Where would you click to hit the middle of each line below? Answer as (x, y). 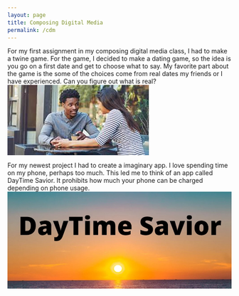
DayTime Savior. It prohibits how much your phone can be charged (105, 181)
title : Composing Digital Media (55, 22)
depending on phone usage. (49, 188)
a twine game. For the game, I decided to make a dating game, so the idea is (119, 59)
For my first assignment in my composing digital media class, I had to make (117, 51)
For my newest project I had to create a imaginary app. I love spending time (118, 165)
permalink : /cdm (31, 30)
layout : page (27, 15)
